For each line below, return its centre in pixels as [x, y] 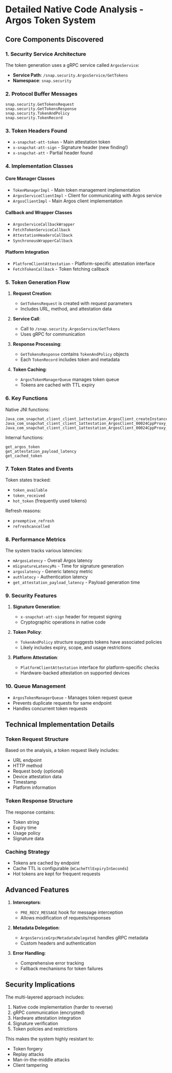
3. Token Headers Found [36, 131]
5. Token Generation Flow [38, 282]
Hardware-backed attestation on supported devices [75, 673]
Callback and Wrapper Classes [39, 213]
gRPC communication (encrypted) [49, 1012]
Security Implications [40, 985]
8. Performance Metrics [36, 539]
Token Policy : [27, 632]
